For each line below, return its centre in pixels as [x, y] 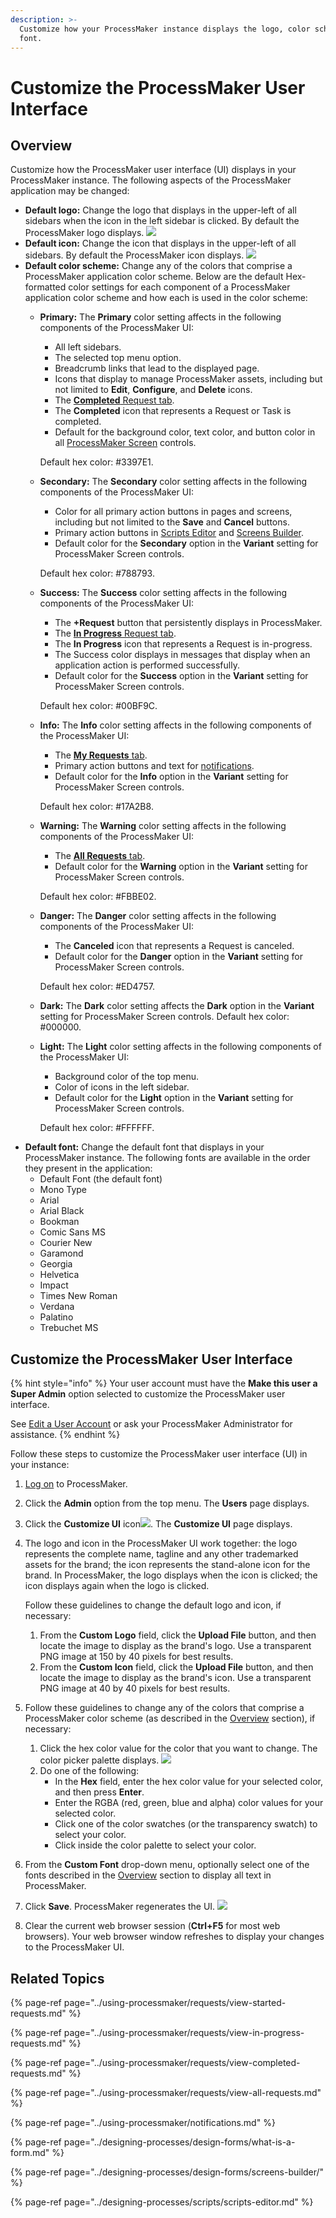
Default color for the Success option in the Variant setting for [181, 676]
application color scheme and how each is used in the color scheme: [166, 298]
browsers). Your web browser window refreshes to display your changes [174, 1937]
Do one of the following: [89, 1771]
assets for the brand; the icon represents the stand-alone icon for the [167, 1565]
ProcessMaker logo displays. [84, 233]
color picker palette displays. [99, 1760]
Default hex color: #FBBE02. [98, 897]
